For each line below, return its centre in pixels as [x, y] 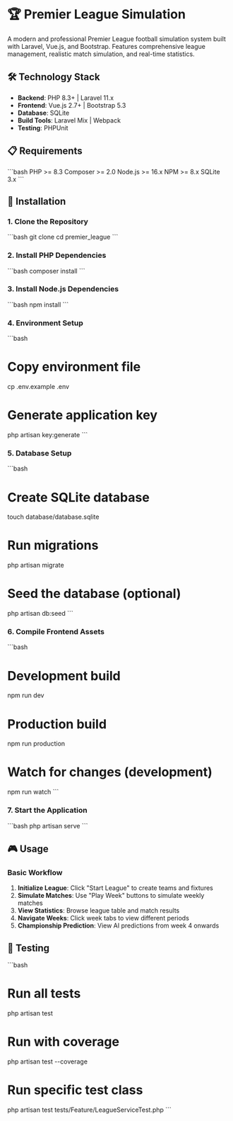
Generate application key [82, 415]
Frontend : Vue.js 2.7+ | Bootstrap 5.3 [72, 105]
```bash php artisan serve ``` [48, 826]
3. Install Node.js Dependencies [63, 289]
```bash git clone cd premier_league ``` [63, 237]
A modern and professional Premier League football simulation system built [116, 39]
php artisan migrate [36, 565]
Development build [64, 676]
